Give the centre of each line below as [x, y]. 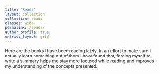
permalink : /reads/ [25, 28]
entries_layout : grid [27, 37]
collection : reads [24, 18]
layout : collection [25, 14]
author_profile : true [27, 32]
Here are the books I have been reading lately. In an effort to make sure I [78, 50]
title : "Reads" [21, 9]
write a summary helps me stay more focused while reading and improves [79, 61]
